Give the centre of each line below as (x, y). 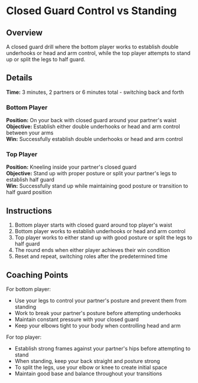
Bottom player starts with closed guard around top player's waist (93, 225)
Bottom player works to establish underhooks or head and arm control (100, 231)
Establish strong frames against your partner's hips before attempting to (103, 349)
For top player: (24, 337)
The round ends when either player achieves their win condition (92, 250)
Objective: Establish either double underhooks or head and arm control (93, 127)
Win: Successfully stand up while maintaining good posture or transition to (97, 186)
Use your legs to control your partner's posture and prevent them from (100, 301)
